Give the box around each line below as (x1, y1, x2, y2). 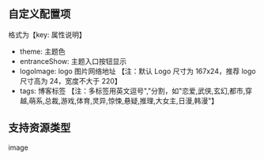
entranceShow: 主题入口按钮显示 (19, 56, 127, 65)
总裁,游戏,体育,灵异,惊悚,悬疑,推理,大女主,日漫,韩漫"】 (44, 95, 219, 105)
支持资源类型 (8, 121, 71, 135)
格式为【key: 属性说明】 (8, 30, 87, 39)
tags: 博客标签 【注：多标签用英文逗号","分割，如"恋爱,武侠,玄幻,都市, (19, 86, 246, 95)
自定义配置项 (8, 7, 71, 21)
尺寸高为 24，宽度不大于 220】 (19, 76, 122, 85)
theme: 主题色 (19, 47, 66, 56)
